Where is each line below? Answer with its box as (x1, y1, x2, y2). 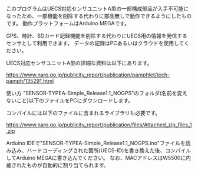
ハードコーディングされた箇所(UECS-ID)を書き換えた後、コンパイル (26, 147, 192, 154)
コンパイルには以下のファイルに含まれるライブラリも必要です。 (6, 109, 161, 116)
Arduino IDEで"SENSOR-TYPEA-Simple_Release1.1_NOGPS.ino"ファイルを (6, 140, 186, 146)
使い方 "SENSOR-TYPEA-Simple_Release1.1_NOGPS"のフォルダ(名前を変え (6, 90, 187, 96)
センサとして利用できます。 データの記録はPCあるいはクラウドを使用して (6, 40, 184, 46)
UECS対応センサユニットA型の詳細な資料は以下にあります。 (6, 59, 153, 66)
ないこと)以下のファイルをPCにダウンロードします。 (6, 97, 134, 104)
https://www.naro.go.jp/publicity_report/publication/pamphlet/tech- (6, 71, 170, 78)
